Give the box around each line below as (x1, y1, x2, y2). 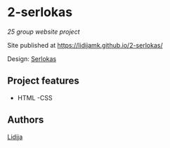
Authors (7, 114, 44, 126)
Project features (7, 75, 79, 87)
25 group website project (7, 27, 80, 36)
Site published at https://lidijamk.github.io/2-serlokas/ (7, 41, 163, 49)
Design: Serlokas (7, 54, 57, 63)
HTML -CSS (17, 93, 53, 102)
